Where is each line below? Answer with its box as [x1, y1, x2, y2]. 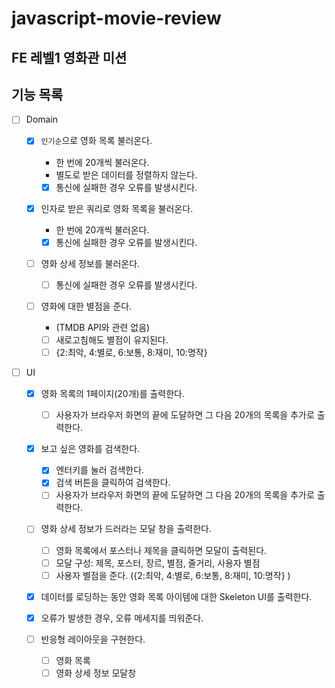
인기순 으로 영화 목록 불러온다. [40, 135, 153, 147]
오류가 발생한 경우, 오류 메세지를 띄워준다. [40, 612, 204, 624]
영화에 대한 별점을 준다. [40, 300, 133, 312]
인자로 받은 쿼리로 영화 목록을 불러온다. [40, 202, 194, 214]
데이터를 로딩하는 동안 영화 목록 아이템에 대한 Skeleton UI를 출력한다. [40, 590, 313, 602]
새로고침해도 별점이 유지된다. [55, 333, 169, 346]
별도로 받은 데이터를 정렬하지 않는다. [55, 168, 198, 181]
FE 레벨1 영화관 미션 [11, 49, 128, 66]
